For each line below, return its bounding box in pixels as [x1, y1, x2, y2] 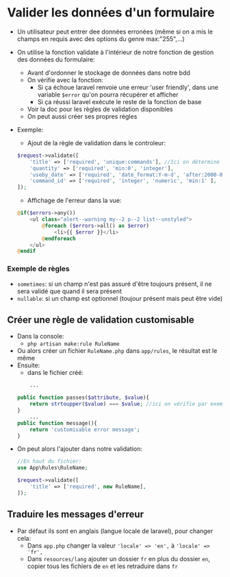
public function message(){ [16, 419, 97, 426]
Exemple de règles [7, 264, 70, 273]
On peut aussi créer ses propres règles [27, 112, 138, 121]
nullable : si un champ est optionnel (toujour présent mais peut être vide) [16, 294, 223, 302]
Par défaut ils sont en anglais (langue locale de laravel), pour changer [16, 526, 214, 535]
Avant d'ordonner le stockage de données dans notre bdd [27, 69, 190, 77]
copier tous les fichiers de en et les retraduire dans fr [27, 562, 178, 570]
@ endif [16, 248, 36, 255]
